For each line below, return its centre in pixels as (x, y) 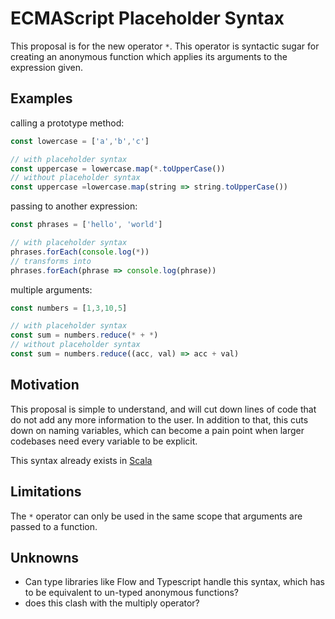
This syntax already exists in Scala (81, 460)
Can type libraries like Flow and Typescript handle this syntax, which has (174, 582)
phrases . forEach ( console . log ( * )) (80, 252)
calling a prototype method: (67, 123)
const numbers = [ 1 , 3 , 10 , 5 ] (69, 308)
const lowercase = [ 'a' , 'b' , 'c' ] (80, 141)
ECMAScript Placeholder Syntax (147, 18)
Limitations (46, 492)
